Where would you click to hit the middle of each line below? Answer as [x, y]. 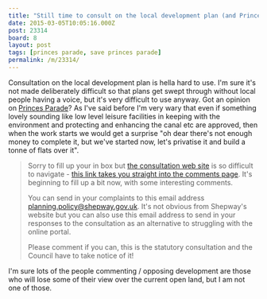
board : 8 [23, 38]
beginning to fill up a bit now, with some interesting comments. [130, 182]
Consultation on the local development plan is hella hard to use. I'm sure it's [132, 82]
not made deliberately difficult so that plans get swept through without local [132, 91]
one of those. [30, 288]
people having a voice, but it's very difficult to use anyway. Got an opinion [129, 99]
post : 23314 [28, 30]
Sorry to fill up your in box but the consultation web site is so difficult [140, 165]
